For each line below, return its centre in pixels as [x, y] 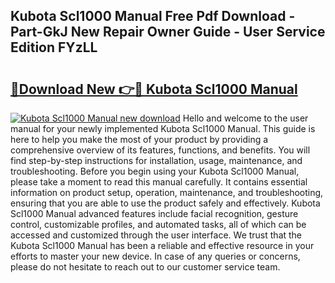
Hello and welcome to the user [245, 118]
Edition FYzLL [54, 47]
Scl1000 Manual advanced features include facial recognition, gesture [154, 213]
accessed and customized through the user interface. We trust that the [156, 235]
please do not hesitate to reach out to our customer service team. [145, 267]
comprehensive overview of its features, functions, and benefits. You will [160, 150]
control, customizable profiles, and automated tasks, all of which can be [158, 224]
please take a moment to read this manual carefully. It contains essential [159, 182]
